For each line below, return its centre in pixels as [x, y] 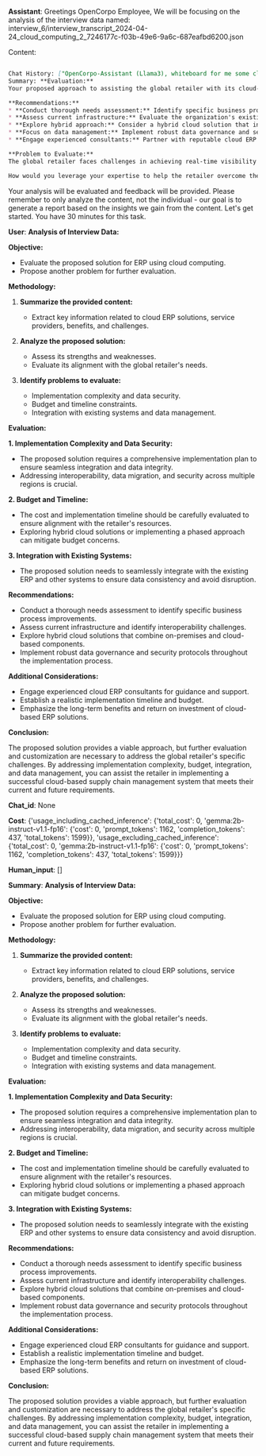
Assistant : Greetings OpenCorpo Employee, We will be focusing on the [124, 12]
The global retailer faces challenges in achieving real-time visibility [133, 161]
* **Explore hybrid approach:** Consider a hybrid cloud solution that [129, 125]
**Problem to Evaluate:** [51, 154]
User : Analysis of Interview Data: [64, 232]
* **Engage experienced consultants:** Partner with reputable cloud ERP [133, 140]
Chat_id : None [32, 805]
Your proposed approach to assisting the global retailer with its [122, 88]
